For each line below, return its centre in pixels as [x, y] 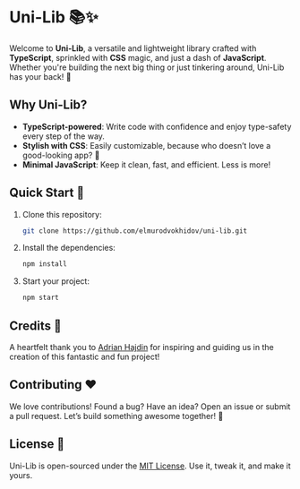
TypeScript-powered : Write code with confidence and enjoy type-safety [157, 126]
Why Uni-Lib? [48, 105]
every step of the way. [64, 136]
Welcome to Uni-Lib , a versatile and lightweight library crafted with [133, 48]
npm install [44, 264]
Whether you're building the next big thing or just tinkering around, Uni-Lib [147, 67]
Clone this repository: [62, 214]
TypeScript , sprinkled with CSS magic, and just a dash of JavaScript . [138, 57]
